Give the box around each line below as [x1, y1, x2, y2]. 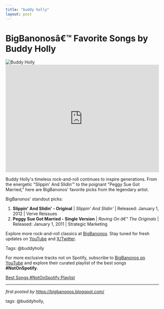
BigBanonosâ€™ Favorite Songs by [5, 33, 148, 44]
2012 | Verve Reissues [12, 211, 57, 217]
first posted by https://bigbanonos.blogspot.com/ [5, 289, 105, 295]
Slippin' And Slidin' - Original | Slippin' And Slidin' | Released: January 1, [12, 206, 159, 212]
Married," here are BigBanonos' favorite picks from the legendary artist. [5, 187, 149, 193]
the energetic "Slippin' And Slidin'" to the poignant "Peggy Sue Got [5, 181, 140, 187]
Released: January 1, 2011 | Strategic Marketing [12, 221, 108, 227]
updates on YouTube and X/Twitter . [5, 236, 76, 242]
